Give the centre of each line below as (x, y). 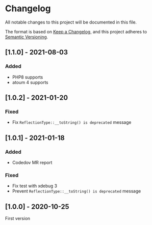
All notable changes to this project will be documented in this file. (71, 22)
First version (18, 219)
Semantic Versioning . (26, 37)
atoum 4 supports (30, 82)
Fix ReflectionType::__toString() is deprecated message (72, 122)
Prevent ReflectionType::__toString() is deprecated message (76, 191)
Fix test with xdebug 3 (35, 186)
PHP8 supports (27, 77)
